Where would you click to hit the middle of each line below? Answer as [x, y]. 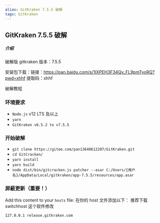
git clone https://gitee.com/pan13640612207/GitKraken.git [73, 149]
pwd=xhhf [15, 78]
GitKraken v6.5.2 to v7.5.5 [40, 125]
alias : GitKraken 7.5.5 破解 [34, 10]
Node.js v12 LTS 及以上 [35, 114]
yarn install [25, 160]
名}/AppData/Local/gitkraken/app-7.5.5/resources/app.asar [73, 175]
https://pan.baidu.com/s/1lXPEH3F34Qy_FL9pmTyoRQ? [99, 72]
